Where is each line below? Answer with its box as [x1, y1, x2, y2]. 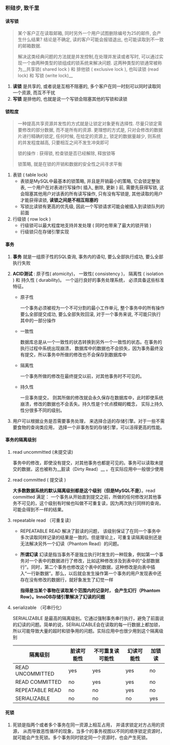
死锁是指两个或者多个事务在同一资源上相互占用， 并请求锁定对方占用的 [12, 722, 160, 728]
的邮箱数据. [17, 43, 41, 49]
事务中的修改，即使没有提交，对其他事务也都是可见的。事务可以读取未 [12, 459, 159, 466]
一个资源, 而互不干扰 [12, 90, 56, 96]
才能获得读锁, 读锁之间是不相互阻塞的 [20, 197, 99, 203]
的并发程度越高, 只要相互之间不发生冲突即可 [17, 140, 109, 146]
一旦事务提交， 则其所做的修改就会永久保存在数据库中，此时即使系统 [20, 395, 163, 401]
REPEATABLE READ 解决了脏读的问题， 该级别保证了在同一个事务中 [20, 528, 161, 534]
